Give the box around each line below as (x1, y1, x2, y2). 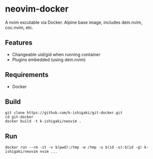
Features (5, 39, 33, 47)
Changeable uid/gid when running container (12, 51, 101, 57)
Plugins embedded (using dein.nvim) (12, 57, 86, 63)
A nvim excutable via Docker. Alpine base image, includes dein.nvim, (5, 19, 142, 25)
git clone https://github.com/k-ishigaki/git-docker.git (5, 111, 123, 115)
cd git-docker (5, 115, 34, 120)
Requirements (5, 71, 49, 79)
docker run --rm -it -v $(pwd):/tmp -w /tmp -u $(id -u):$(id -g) (5, 145, 142, 150)
